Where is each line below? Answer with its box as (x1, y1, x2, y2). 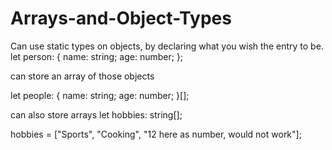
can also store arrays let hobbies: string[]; (10, 108, 183, 121)
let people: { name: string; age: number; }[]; (10, 89, 190, 101)
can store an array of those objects (10, 70, 155, 82)
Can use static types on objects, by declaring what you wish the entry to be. (10, 40, 324, 52)
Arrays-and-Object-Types (10, 7, 232, 30)
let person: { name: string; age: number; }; (10, 50, 184, 62)
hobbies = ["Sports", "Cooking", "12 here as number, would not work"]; (10, 128, 302, 140)
